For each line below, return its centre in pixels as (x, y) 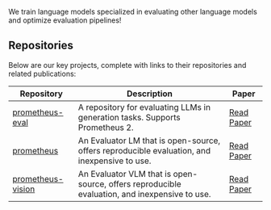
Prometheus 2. (106, 127)
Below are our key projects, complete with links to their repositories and (127, 65)
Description (150, 94)
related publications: (42, 73)
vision (24, 189)
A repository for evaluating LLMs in (144, 107)
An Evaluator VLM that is (125, 174)
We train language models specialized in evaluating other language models (133, 12)
